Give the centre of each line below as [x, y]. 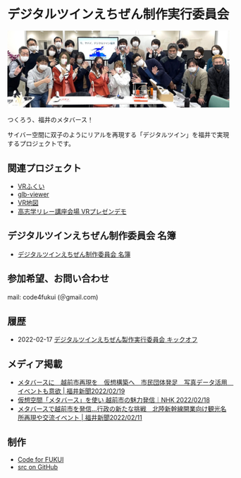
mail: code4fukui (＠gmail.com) [53, 297]
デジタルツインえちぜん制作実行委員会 [118, 14]
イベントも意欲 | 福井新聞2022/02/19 [71, 391]
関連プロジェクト [44, 168]
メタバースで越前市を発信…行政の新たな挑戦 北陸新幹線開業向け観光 [119, 409]
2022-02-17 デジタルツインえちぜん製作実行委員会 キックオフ [107, 340]
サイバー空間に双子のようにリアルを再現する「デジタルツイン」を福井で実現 [118, 135]
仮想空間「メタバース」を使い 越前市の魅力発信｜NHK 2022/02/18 [113, 400]
